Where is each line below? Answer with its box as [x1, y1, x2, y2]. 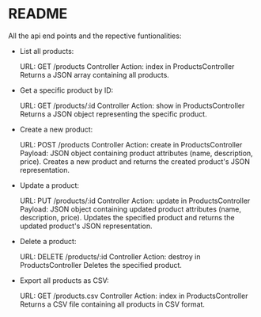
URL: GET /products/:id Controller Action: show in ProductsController [19, 101, 245, 110]
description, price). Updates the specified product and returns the [19, 212, 235, 222]
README [8, 5, 68, 23]
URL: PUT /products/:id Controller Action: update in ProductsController [19, 196, 251, 205]
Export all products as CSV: [19, 275, 109, 285]
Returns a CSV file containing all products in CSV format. [19, 299, 206, 309]
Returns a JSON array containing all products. [19, 70, 170, 79]
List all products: [19, 46, 74, 55]
